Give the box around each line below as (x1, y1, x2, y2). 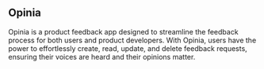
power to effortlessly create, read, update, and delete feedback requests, (8, 43, 247, 53)
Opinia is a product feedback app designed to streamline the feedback (8, 27, 239, 36)
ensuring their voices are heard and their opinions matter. (8, 52, 196, 61)
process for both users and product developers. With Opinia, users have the (8, 35, 257, 45)
